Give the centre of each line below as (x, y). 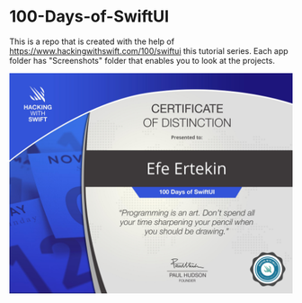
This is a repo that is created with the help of (92, 41)
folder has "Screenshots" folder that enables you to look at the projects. (142, 60)
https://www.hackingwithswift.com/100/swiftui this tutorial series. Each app (149, 50)
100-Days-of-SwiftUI (89, 17)
